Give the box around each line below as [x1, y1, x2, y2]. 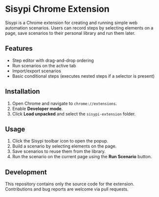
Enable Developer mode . [12, 106, 63, 112]
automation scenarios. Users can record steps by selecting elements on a [5, 25, 154, 30]
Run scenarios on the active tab [12, 62, 76, 68]
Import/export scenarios [12, 68, 61, 74]
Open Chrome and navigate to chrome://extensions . [12, 100, 117, 106]
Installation [5, 87, 40, 96]
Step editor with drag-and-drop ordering [12, 57, 94, 63]
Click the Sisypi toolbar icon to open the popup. [12, 138, 109, 144]
